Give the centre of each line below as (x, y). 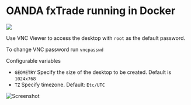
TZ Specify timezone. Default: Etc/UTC (60, 84)
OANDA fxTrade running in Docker (91, 11)
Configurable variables (34, 60)
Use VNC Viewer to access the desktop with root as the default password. (96, 38)
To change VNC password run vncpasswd (55, 49)
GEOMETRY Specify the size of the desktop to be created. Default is (93, 72)
